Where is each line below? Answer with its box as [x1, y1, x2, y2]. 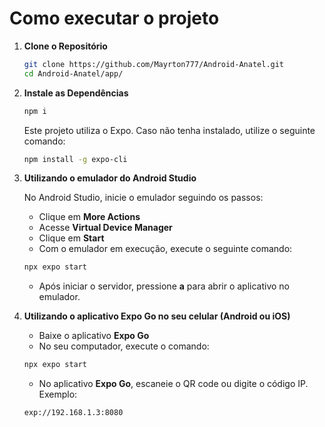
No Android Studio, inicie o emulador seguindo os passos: [23, 192, 264, 204]
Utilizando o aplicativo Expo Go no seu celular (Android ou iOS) [23, 310, 291, 322]
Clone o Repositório [23, 40, 108, 52]
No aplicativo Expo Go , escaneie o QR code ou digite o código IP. [38, 378, 309, 390]
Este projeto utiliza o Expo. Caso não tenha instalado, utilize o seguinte [23, 124, 316, 136]
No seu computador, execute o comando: [38, 340, 210, 352]
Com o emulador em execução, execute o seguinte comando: [38, 243, 293, 255]
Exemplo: [38, 388, 78, 401]
